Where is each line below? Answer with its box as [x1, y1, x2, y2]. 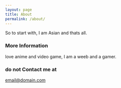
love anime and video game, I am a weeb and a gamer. [5, 53, 117, 59]
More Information [5, 43, 48, 49]
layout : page [5, 7, 32, 12]
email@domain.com [5, 77, 46, 83]
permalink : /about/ [5, 16, 46, 21]
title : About [5, 12, 32, 17]
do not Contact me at [5, 66, 57, 73]
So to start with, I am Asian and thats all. [5, 30, 87, 36]
